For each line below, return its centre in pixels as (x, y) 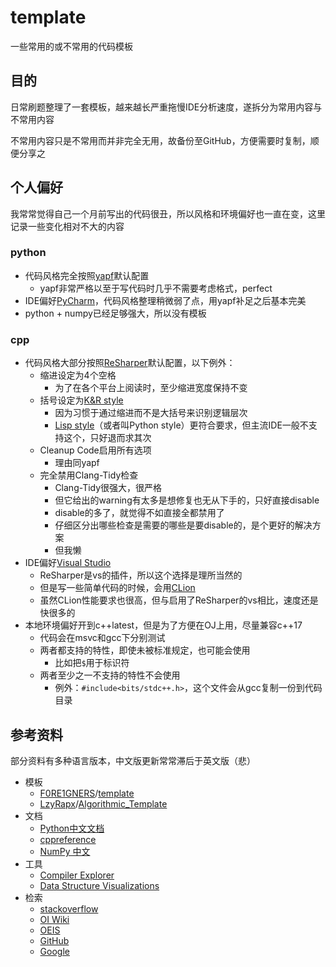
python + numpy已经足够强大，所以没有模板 (115, 313)
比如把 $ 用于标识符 (92, 663)
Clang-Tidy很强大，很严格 (108, 488)
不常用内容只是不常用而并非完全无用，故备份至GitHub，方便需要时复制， (160, 140)
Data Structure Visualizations (99, 885)
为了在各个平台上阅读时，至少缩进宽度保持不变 (151, 388)
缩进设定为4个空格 (78, 375)
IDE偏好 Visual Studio (68, 563)
